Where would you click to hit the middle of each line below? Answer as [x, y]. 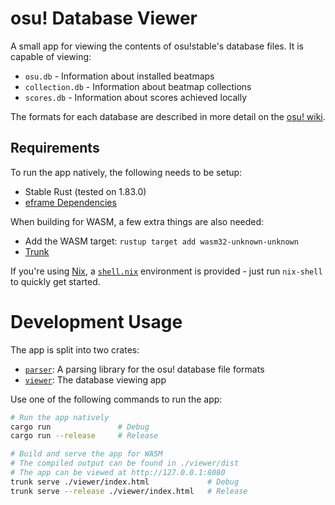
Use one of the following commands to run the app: [116, 399]
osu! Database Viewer [104, 18]
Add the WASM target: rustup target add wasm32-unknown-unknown [161, 241]
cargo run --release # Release [84, 436]
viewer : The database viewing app [95, 379]
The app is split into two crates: [75, 349]
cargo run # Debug [80, 427]
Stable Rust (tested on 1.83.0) [85, 191]
